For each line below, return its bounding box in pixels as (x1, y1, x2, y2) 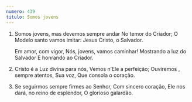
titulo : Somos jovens (6, 14, 59, 20)
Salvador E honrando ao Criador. (14, 54, 94, 61)
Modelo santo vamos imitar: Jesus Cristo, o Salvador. (14, 36, 143, 43)
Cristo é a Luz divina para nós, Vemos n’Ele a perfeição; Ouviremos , (14, 65, 180, 72)
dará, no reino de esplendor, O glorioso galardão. (14, 89, 133, 96)
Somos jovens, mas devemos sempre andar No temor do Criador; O (14, 30, 179, 37)
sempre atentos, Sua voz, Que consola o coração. (14, 72, 135, 79)
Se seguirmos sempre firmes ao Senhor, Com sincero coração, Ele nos (14, 83, 186, 90)
